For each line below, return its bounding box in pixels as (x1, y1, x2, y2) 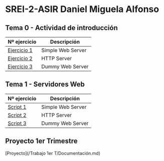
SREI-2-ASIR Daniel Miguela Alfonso (5, 4, 159, 15)
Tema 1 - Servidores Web (5, 80, 85, 89)
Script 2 (8, 111, 27, 118)
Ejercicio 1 (8, 47, 33, 54)
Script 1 (8, 103, 27, 110)
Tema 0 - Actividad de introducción (5, 24, 118, 32)
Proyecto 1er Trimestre (5, 137, 78, 145)
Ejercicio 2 (8, 55, 33, 62)
